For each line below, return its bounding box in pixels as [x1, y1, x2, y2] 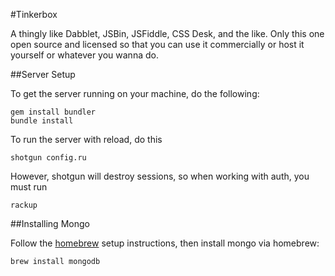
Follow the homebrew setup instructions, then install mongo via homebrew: [10, 237, 320, 249]
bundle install [10, 116, 74, 126]
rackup [10, 200, 38, 210]
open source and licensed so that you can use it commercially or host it [10, 39, 305, 50]
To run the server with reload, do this [10, 134, 163, 145]
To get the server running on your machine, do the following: [10, 88, 260, 99]
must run [10, 181, 48, 193]
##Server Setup [10, 69, 76, 80]
